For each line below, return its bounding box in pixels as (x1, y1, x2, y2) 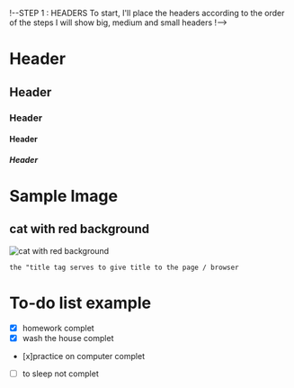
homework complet (22, 322, 94, 333)
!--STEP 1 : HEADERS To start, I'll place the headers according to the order (9, 8, 285, 18)
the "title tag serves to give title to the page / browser (9, 263, 240, 272)
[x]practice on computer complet (22, 350, 146, 361)
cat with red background (9, 221, 150, 237)
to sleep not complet (22, 368, 99, 379)
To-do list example (9, 293, 151, 313)
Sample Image (9, 185, 119, 206)
